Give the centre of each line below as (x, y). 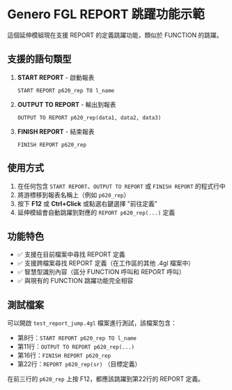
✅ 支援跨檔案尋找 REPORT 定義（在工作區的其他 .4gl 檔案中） (106, 263)
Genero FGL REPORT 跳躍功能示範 (106, 14)
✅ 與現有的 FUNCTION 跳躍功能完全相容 (75, 281)
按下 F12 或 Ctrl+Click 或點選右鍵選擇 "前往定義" (87, 203)
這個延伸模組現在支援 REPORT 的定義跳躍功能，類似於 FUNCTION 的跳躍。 (115, 35)
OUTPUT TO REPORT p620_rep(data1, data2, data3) (89, 117)
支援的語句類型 (39, 59)
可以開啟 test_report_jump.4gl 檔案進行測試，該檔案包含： (92, 323)
